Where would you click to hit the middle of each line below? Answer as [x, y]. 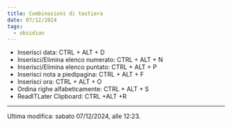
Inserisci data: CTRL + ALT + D [61, 52]
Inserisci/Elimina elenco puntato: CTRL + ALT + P [87, 67]
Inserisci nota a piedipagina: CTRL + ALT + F [80, 75]
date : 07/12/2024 [32, 20]
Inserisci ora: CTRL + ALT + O [59, 82]
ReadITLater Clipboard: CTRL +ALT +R [72, 97]
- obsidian [29, 33]
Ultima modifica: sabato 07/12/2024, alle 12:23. [74, 116]
